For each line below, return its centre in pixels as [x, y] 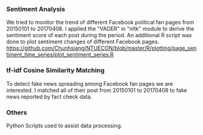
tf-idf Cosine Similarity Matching [55, 71]
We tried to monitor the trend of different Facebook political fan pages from [100, 22]
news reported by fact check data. [49, 97]
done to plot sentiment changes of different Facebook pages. [83, 42]
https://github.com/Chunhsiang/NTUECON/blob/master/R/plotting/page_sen [101, 48]
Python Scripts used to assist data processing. [64, 125]
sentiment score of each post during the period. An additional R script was [99, 35]
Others [17, 112]
